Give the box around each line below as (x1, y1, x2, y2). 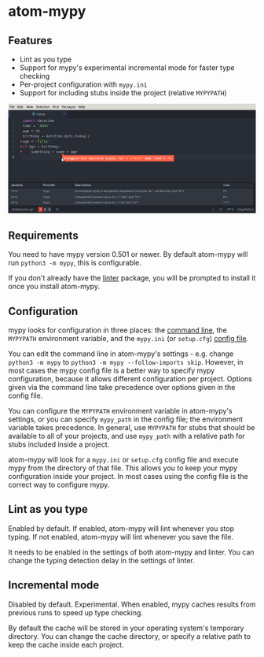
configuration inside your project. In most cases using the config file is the (8, 471, 249, 481)
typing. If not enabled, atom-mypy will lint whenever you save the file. (8, 532, 234, 541)
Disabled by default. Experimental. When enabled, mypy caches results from (8, 599, 256, 609)
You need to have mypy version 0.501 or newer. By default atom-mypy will (8, 250, 248, 259)
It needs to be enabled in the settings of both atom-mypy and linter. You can (8, 547, 255, 557)
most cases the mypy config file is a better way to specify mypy (8, 366, 215, 375)
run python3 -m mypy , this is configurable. (8, 258, 141, 268)
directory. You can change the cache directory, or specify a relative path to (8, 631, 251, 640)
